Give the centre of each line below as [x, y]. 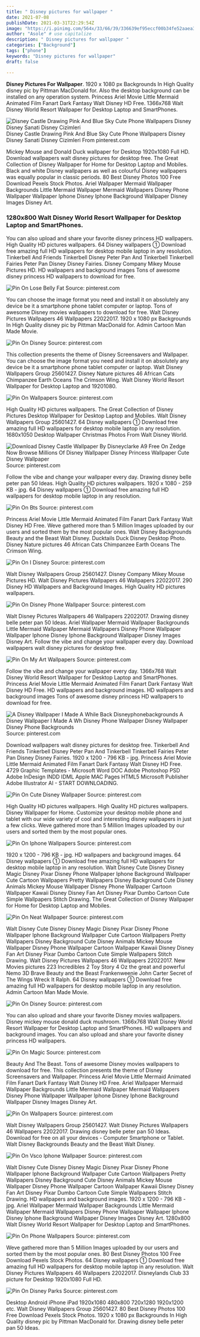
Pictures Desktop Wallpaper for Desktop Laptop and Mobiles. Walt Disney [96, 415]
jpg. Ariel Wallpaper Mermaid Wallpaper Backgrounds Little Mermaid [90, 1205]
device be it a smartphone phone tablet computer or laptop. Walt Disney [95, 367]
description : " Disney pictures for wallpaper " [68, 39]
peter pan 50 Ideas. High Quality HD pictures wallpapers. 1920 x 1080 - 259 [99, 483]
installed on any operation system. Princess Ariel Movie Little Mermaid [92, 97]
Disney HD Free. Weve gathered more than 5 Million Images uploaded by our [100, 525]
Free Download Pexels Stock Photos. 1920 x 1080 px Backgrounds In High [97, 1315]
